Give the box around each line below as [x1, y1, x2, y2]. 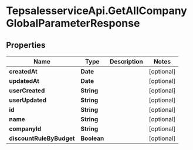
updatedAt [9, 77, 40, 85]
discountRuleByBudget [9, 134, 75, 142]
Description [109, 58, 144, 65]
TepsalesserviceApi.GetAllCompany [6, 4, 188, 18]
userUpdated [9, 96, 47, 104]
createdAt [9, 68, 38, 75]
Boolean [80, 134, 104, 142]
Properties [6, 40, 46, 50]
